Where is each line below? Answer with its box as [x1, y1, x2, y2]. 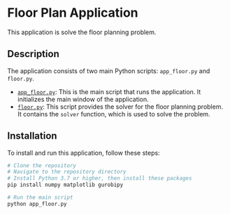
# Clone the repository [7, 162, 77, 169]
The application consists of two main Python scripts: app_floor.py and [7, 66, 210, 75]
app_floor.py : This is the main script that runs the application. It [17, 87, 201, 95]
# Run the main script [7, 194, 73, 201]
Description [7, 48, 59, 60]
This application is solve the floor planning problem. [7, 28, 157, 36]
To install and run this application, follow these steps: [7, 148, 160, 157]
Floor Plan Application [7, 5, 138, 21]
